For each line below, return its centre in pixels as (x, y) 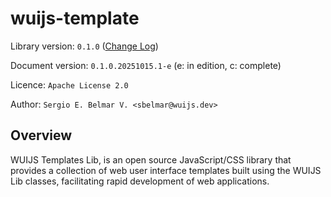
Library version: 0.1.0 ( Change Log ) (84, 46)
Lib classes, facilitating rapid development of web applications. (140, 181)
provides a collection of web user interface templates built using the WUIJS (166, 170)
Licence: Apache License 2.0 (69, 84)
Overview (41, 135)
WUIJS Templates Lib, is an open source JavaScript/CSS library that (151, 159)
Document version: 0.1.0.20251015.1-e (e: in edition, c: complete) (146, 65)
